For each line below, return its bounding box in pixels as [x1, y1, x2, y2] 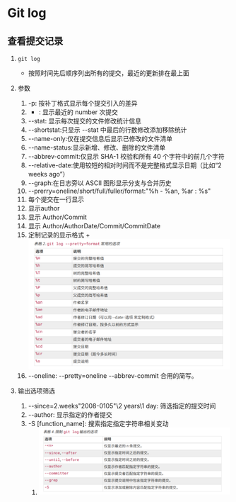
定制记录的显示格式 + [28, 230, 90, 239]
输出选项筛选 [17, 386, 55, 395]
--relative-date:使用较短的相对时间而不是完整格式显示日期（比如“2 [28, 161, 222, 169]
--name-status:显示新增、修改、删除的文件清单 [28, 143, 166, 152]
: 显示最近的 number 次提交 [38, 108, 119, 116]
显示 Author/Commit [28, 213, 87, 221]
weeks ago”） [28, 170, 69, 178]
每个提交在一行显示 [28, 195, 85, 203]
